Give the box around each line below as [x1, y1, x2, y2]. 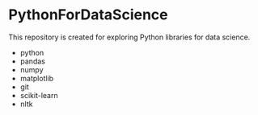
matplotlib [19, 73, 54, 83]
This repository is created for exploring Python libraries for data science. [8, 32, 251, 42]
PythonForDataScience [8, 6, 168, 24]
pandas [19, 56, 46, 66]
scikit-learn [19, 90, 58, 100]
